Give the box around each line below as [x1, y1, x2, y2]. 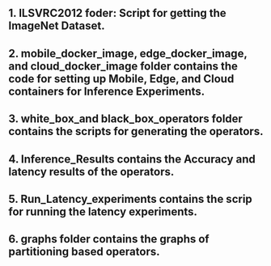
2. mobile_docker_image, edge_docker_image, [8, 46, 248, 60]
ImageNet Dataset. [8, 19, 105, 33]
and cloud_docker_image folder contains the [8, 59, 239, 73]
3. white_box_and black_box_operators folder [8, 112, 243, 126]
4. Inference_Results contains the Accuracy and [8, 152, 256, 166]
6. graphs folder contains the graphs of [8, 232, 210, 246]
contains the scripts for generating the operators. [8, 125, 264, 138]
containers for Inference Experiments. [8, 84, 205, 98]
